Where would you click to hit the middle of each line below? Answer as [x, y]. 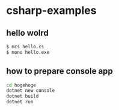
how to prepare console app [59, 71]
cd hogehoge [21, 85]
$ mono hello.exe [28, 52]
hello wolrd [28, 33]
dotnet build [23, 96]
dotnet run [20, 102]
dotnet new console [31, 91]
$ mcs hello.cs [25, 47]
